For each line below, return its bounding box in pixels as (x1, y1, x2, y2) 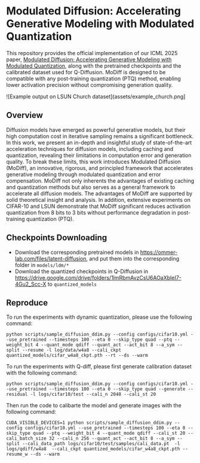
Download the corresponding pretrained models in (14, 249, 139, 256)
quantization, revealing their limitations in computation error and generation (6, 152, 192, 159)
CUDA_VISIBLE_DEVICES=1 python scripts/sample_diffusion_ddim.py (6, 420, 172, 426)
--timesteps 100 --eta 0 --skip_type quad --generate (48, 386, 186, 392)
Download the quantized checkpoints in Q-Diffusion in (14, 268, 149, 275)
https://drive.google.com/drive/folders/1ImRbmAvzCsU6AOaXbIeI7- (14, 274, 182, 281)
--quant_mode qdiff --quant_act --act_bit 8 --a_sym (41, 342, 175, 348)
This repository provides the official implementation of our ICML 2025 (6, 49, 178, 56)
